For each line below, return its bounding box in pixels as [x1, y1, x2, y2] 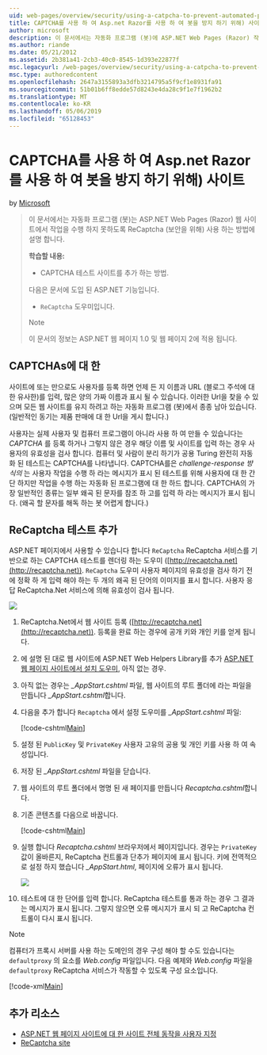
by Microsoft [9, 198, 51, 207]
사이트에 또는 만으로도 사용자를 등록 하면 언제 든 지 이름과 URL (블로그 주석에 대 [9, 382, 255, 391]
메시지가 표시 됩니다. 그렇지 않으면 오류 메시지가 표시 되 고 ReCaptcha [29, 903, 246, 913]
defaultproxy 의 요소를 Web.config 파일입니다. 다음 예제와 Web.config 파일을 [9, 956, 253, 965]
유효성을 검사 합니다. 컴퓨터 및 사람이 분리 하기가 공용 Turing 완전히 [29, 448, 238, 458]
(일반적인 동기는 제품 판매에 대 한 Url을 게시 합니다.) [9, 412, 170, 421]
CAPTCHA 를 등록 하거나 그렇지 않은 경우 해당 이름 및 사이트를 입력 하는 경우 [9, 438, 247, 448]
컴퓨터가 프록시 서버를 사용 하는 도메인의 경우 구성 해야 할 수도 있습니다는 [9, 946, 235, 956]
